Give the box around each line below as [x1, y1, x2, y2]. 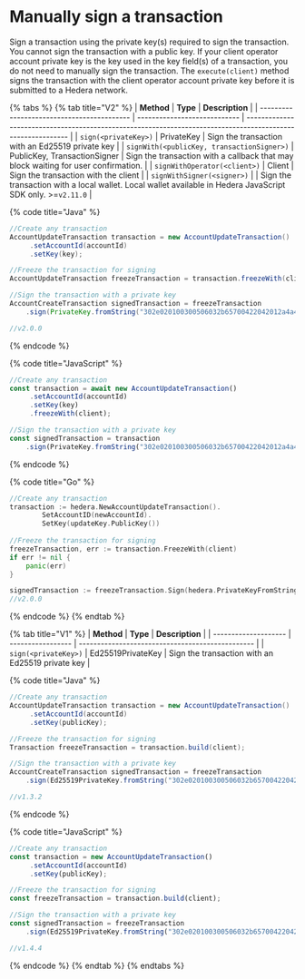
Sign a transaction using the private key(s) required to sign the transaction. [9, 36, 290, 47]
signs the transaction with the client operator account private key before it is [9, 74, 295, 85]
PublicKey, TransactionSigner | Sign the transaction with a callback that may [9, 150, 294, 161]
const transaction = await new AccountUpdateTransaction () [9, 384, 238, 393]
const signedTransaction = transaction [9, 434, 161, 443]
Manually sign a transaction [9, 6, 224, 27]
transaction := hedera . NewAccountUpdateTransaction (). [9, 502, 221, 512]
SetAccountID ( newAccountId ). [42, 511, 152, 520]
